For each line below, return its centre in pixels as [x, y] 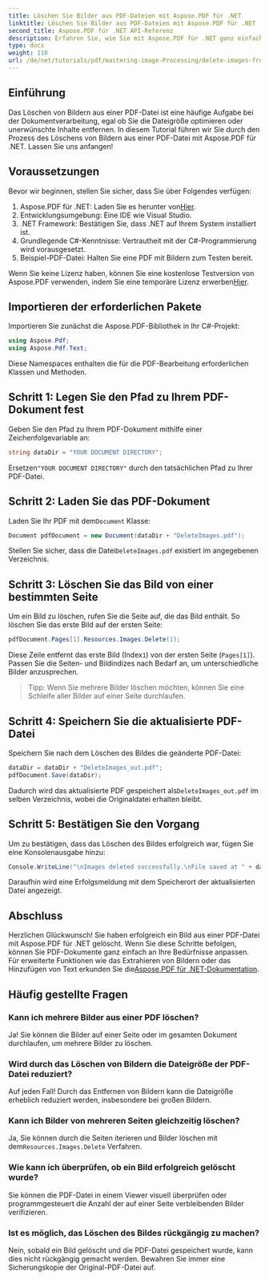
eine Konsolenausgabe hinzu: [57, 852]
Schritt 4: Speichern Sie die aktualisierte [111, 721]
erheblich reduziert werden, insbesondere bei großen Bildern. [110, 1100]
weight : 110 [28, 53]
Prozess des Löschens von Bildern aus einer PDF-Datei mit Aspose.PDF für [132, 138]
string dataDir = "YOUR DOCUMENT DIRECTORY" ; [85, 452]
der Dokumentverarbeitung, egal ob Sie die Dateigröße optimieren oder [126, 120]
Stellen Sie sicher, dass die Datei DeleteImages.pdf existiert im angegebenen [133, 551]
